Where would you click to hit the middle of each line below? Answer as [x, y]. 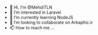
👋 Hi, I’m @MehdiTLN [31, 7]
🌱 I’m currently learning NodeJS [41, 17]
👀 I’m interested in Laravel [35, 12]
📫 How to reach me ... [32, 28]
